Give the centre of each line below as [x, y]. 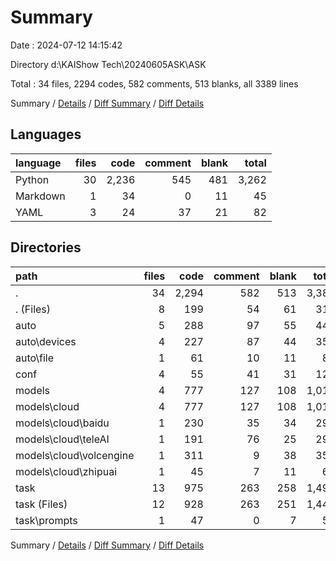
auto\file [35, 358]
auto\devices [46, 341]
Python [32, 179]
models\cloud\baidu [62, 423]
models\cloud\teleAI [62, 439]
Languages [46, 134]
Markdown [40, 196]
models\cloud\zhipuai [66, 471]
